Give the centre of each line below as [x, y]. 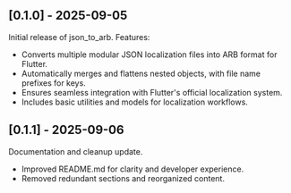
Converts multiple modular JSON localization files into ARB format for [149, 55]
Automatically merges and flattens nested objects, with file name [141, 73]
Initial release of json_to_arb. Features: [79, 37]
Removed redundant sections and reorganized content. [123, 178]
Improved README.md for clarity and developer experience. [133, 169]
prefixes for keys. [53, 83]
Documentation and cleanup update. [76, 151]
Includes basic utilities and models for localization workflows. [134, 102]
